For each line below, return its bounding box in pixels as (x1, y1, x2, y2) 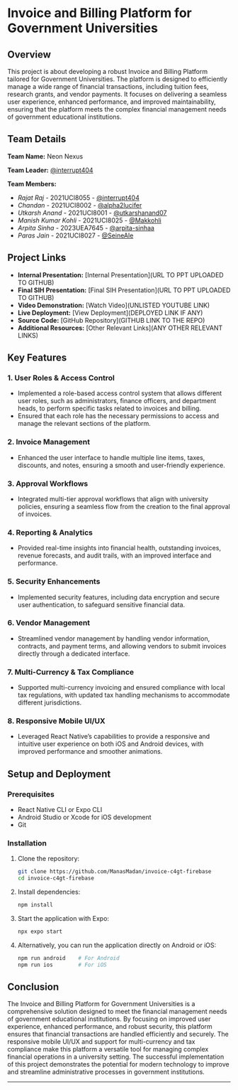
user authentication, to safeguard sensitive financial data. (17, 600, 186, 609)
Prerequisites (7, 789, 55, 799)
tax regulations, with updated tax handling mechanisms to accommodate (17, 691, 230, 700)
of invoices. (17, 510, 52, 518)
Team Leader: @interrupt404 (7, 166, 93, 174)
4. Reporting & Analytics (7, 528, 93, 538)
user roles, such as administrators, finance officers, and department (17, 397, 217, 405)
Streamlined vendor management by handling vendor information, (17, 634, 210, 643)
